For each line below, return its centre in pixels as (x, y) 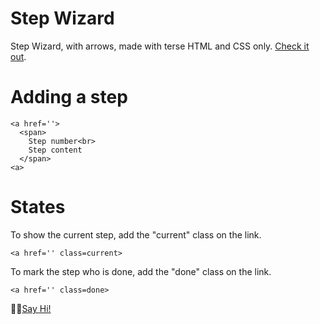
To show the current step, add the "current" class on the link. (136, 234)
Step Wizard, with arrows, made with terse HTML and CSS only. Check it (160, 46)
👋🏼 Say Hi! (31, 308)
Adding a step (69, 97)
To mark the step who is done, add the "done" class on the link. (141, 271)
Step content (55, 150)
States (38, 207)
